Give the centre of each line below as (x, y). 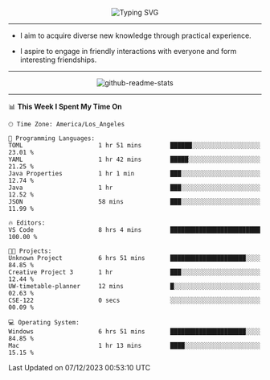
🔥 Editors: (27, 223)
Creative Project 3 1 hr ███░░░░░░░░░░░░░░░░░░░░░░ (135, 272)
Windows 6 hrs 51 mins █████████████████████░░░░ (135, 332)
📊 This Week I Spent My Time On (65, 106)
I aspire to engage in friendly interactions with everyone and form (128, 51)
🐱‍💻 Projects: (30, 251)
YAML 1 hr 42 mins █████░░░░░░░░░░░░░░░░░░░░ (135, 159)
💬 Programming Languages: (51, 138)
